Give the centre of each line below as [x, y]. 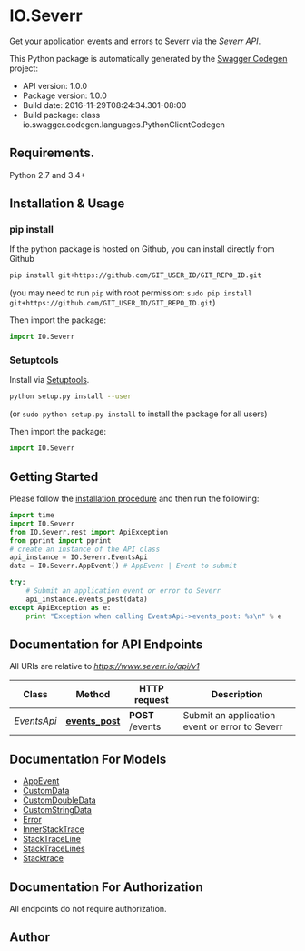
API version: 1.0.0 [55, 85]
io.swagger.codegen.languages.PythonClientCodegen [123, 125]
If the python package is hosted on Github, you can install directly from [142, 249]
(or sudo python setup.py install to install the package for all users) [138, 414]
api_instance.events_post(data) [87, 599]
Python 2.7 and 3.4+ [48, 175]
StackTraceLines [54, 849]
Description [237, 695]
